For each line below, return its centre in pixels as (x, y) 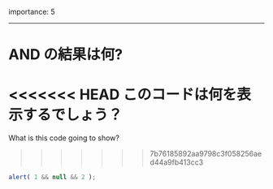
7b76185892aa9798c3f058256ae (206, 154)
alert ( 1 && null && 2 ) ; (52, 178)
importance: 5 (32, 12)
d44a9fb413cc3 (177, 162)
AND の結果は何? (66, 55)
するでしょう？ (73, 115)
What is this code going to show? (64, 138)
